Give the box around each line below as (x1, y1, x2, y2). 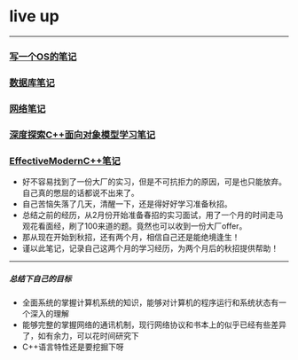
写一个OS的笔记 (9, 51, 77, 63)
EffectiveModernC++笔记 (9, 154, 122, 167)
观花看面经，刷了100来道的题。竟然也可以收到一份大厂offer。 (21, 220, 247, 231)
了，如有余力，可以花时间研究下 (21, 330, 139, 340)
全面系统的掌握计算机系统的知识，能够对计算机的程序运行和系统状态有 (21, 297, 279, 308)
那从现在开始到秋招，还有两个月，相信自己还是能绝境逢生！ (21, 231, 240, 242)
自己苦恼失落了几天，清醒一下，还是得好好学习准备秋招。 (21, 198, 232, 209)
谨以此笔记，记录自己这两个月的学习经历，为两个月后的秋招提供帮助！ (21, 242, 279, 254)
